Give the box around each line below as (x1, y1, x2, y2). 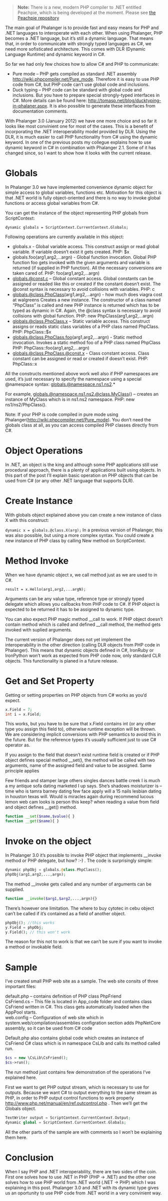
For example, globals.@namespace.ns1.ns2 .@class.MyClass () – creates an (5, 391, 159, 397)
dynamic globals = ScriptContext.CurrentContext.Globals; (5, 225, 128, 230)
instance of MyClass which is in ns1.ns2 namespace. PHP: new (5, 396, 135, 402)
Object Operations (5, 445, 83, 457)
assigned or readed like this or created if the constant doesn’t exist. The (12, 281, 161, 287)
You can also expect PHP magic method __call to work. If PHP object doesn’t (5, 616, 163, 622)
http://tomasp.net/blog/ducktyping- (88, 97, 161, 103)
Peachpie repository (17, 15, 59, 21)
